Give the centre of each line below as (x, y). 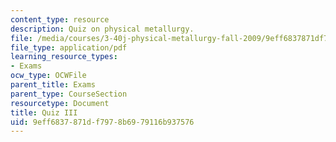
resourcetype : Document (60, 103)
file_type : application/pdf (69, 47)
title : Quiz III (44, 112)
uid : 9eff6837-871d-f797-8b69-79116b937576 (102, 122)
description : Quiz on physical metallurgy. (102, 29)
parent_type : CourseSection (69, 94)
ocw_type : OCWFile (48, 76)
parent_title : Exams (53, 85)
